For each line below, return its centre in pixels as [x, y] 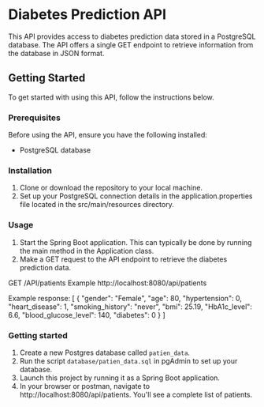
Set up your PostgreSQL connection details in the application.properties [136, 196]
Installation [30, 170]
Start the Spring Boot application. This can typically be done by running [136, 242]
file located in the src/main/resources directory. [97, 205]
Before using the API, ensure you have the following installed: [108, 135]
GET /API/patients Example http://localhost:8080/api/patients [108, 283]
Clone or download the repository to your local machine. [111, 188]
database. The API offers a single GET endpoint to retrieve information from [131, 44]
